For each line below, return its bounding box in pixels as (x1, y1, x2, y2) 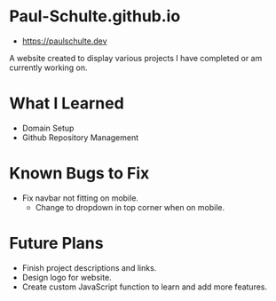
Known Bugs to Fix (9, 163, 150, 184)
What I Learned (9, 93, 124, 114)
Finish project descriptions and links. (21, 262, 157, 273)
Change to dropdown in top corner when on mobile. (35, 202, 225, 212)
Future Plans (9, 234, 104, 253)
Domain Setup (21, 123, 75, 133)
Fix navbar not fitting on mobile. (21, 193, 139, 203)
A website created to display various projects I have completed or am (9, 52, 263, 63)
